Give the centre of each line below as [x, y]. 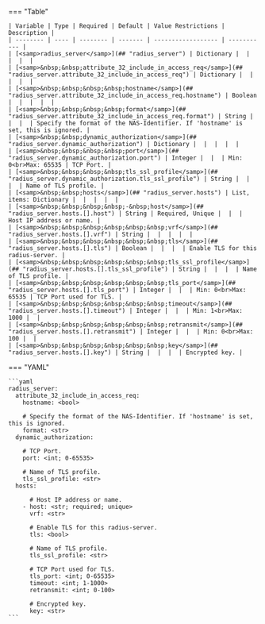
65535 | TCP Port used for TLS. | [65, 297]
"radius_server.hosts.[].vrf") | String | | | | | [101, 234]
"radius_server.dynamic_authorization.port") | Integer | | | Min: [126, 158]
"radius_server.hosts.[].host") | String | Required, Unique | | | [126, 214]
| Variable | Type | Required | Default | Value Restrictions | [117, 26]
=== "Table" [29, 12]
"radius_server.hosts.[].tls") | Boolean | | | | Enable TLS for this [133, 248]
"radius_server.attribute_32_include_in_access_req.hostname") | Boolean [133, 95]
